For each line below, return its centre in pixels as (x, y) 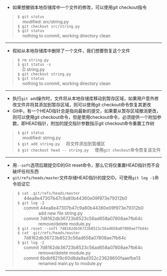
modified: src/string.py (45, 22)
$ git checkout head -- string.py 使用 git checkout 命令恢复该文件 (89, 150)
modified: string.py (42, 138)
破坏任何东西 (25, 171)
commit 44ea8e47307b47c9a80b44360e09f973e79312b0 (84, 208)
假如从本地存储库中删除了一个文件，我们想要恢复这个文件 (71, 51)
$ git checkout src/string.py (49, 26)
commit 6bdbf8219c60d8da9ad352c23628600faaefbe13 (82, 258)
